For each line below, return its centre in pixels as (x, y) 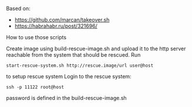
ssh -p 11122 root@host (35, 87)
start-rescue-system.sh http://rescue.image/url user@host (80, 65)
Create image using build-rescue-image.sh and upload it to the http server (96, 49)
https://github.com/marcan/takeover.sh (62, 20)
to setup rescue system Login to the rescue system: (69, 76)
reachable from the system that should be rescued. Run (73, 55)
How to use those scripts (36, 37)
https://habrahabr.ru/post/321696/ (56, 26)
